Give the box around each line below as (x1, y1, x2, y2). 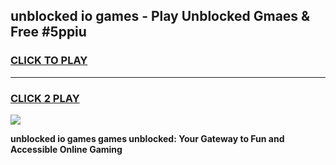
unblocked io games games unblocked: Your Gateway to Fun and (10, 132, 285, 144)
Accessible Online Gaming (10, 143, 123, 155)
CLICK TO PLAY (10, 54, 88, 68)
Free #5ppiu (10, 24, 87, 41)
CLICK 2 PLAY (10, 91, 80, 105)
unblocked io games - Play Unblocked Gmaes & (10, 8, 311, 25)
